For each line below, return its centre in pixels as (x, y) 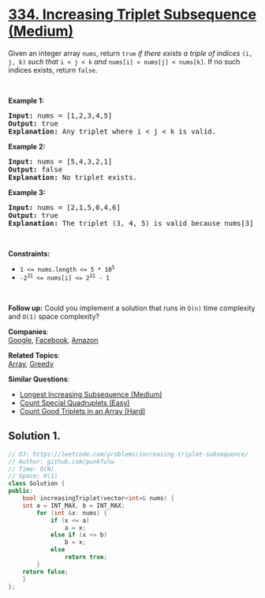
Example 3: (27, 192)
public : (21, 491)
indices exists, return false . (53, 70)
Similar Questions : (39, 379)
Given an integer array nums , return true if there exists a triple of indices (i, (131, 53)
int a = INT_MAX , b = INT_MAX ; (74, 506)
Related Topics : (34, 355)
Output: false (35, 169)
